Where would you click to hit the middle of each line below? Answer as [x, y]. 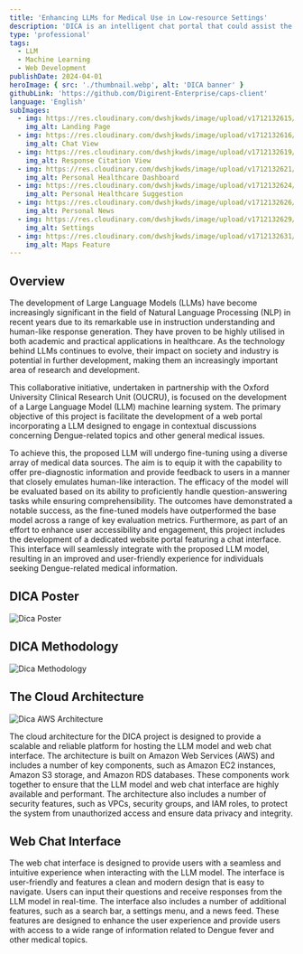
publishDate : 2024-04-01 [56, 77]
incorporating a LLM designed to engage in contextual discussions [133, 426]
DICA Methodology [64, 647]
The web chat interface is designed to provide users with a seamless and [145, 863]
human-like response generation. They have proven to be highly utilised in [147, 332]
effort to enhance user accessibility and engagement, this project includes [147, 530]
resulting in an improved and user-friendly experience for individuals [137, 559]
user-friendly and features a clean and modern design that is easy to [137, 883]
